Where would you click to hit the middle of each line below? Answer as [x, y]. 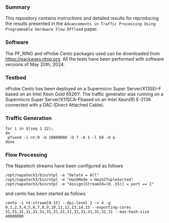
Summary [18, 7]
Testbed [16, 78]
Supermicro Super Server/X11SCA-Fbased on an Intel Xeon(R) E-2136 [78, 99]
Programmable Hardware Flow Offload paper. [52, 29]
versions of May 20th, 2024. [35, 64]
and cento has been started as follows [45, 194]
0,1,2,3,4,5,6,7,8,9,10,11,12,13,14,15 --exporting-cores [68, 208]
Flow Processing [26, 155]
